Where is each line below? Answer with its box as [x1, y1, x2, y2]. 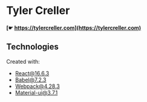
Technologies [6, 42, 59, 52]
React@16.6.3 [15, 69, 50, 76]
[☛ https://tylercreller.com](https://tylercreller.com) [6, 24, 142, 31]
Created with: [6, 58, 41, 65]
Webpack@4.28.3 [15, 83, 60, 90]
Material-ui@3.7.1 [15, 89, 58, 96]
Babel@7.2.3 [15, 76, 47, 83]
